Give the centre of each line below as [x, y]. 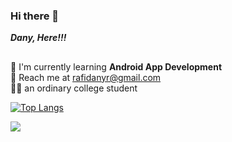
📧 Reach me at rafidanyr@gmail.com [86, 77]
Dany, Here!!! [38, 38]
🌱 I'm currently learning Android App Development [116, 66]
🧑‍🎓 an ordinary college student [74, 88]
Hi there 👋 [35, 16]
